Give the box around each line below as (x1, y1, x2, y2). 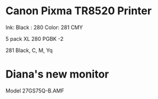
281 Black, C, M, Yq (5, 46, 53, 54)
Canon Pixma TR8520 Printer (5, 4, 152, 18)
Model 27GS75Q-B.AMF (5, 87, 65, 94)
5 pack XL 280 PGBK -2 (5, 35, 64, 42)
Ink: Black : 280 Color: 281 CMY (5, 24, 83, 31)
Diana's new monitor (5, 68, 109, 81)
